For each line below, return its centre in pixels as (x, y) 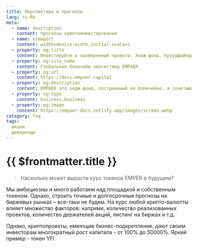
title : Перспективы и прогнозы (44, 12)
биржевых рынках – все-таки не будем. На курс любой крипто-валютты (97, 202)
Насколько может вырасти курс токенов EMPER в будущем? (97, 178)
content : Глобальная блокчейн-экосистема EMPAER (77, 66)
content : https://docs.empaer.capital (64, 77)
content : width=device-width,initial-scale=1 (74, 45)
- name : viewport (33, 39)
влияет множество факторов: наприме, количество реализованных (91, 208)
